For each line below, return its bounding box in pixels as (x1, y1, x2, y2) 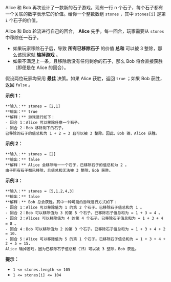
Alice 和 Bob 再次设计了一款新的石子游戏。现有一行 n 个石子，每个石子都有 (5, 5, 163, 10)
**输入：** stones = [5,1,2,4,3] (5, 189, 74, 194)
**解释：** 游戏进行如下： (5, 114, 55, 120)
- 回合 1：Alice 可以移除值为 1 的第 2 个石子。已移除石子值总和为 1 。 (5, 205, 144, 210)
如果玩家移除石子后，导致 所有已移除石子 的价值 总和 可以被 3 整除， (12, 45, 158, 51)
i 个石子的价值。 (5, 17, 41, 23)
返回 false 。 (5, 82, 33, 88)
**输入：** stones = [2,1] (5, 104, 60, 109)
